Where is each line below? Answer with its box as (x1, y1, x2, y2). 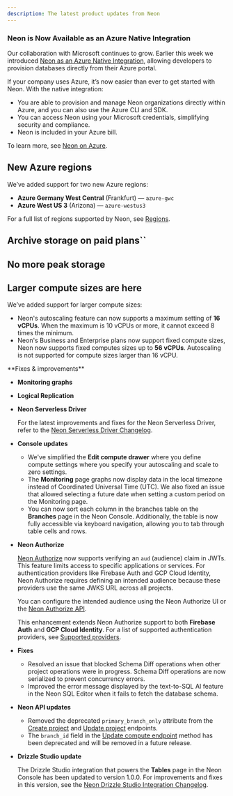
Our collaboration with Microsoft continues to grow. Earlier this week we (7, 49, 214, 57)
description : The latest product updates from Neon (7, 10, 160, 17)
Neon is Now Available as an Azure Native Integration (7, 33, 191, 43)
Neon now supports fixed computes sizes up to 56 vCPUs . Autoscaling (17, 344, 221, 352)
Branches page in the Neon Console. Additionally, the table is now (27, 512, 218, 521)
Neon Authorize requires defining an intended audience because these (17, 576, 221, 585)
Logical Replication (17, 392, 74, 400)
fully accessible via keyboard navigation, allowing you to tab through (27, 520, 225, 528)
